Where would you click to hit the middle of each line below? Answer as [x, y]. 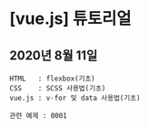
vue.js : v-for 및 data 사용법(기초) [75, 98]
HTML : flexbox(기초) [52, 79]
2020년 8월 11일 [54, 55]
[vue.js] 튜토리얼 [70, 19]
